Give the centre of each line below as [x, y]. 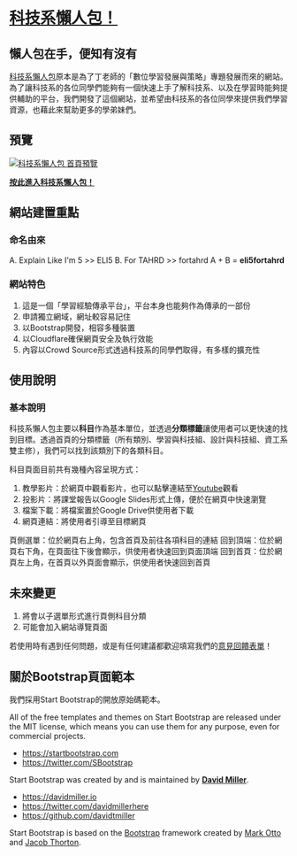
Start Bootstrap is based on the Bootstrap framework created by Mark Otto [145, 833]
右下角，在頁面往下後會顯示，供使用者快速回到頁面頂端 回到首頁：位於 [145, 551]
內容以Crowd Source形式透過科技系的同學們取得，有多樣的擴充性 [141, 350]
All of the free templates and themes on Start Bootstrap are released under [145, 717]
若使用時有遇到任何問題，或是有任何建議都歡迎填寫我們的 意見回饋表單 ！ [141, 646]
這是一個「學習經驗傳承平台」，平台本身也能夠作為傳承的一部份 [136, 305]
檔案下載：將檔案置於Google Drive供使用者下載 [108, 511]
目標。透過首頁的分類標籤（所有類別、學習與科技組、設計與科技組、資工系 [152, 440]
